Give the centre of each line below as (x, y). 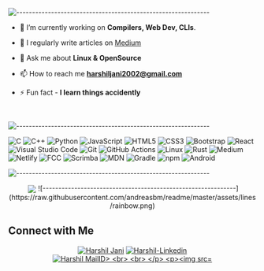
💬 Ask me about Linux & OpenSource (80, 58)
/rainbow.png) (132, 206)
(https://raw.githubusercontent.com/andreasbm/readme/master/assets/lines (132, 198)
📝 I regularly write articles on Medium (80, 43)
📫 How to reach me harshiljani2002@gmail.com (101, 74)
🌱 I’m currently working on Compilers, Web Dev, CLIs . (108, 27)
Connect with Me (51, 230)
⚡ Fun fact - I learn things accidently (80, 92)
